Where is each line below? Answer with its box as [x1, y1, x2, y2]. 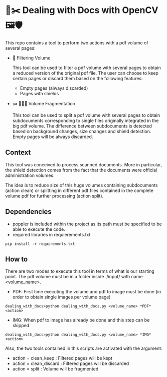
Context [5, 148, 31, 157]
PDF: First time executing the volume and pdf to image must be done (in [12, 289, 161, 295]
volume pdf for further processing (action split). [5, 193, 104, 199]
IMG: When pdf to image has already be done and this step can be [12, 317, 150, 323]
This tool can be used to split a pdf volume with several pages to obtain [12, 112, 160, 118]
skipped [12, 323, 30, 329]
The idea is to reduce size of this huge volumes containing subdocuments [5, 182, 158, 188]
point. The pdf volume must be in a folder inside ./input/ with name [5, 274, 143, 280]
